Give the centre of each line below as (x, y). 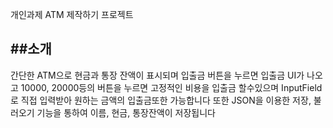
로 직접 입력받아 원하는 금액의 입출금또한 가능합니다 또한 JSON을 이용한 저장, (161, 100)
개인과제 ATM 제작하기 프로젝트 (72, 14)
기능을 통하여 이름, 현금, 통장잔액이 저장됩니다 (126, 112)
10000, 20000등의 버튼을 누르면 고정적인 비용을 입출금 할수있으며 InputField (171, 87)
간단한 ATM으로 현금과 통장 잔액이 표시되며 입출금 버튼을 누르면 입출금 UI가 (157, 75)
